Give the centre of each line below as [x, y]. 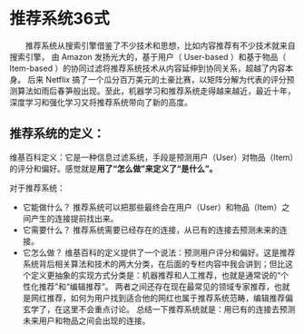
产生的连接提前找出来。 [74, 218]
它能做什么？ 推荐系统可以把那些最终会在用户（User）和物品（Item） [152, 207]
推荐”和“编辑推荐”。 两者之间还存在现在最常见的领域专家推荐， [157, 286]
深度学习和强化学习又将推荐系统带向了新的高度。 [101, 102]
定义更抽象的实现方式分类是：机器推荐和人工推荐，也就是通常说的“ [156, 275]
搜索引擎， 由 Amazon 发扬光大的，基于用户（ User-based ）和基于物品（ [148, 56]
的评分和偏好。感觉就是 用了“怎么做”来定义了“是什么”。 [113, 168]
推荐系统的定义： [57, 134]
